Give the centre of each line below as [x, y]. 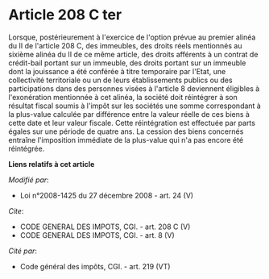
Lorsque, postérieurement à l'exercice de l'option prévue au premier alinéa [132, 37]
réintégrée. [27, 148]
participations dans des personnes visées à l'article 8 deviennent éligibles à [134, 88]
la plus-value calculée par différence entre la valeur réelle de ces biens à [129, 114]
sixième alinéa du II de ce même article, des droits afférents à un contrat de [133, 54]
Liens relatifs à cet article [52, 164]
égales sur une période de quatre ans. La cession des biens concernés [126, 131]
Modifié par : [29, 180]
